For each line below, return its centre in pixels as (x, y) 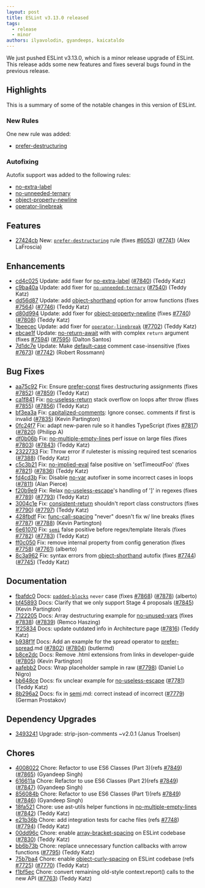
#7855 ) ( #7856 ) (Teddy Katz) (52, 406)
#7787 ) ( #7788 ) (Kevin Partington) (58, 523)
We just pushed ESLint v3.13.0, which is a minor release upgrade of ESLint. (100, 58)
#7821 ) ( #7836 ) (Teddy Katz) (52, 471)
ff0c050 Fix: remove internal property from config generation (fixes (100, 542)
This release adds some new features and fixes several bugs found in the (99, 64)
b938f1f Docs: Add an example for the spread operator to (88, 641)
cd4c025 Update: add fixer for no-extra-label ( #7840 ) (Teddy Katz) (100, 281)
